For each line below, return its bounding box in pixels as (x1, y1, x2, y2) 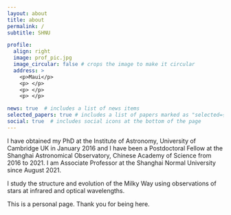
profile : (7, 42, 32, 49)
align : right (13, 48, 51, 55)
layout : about (7, 10, 48, 17)
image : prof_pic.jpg (13, 54, 72, 62)
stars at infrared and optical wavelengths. (7, 186, 125, 194)
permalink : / (7, 23, 45, 30)
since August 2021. (7, 166, 62, 174)
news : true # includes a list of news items (7, 105, 140, 112)
